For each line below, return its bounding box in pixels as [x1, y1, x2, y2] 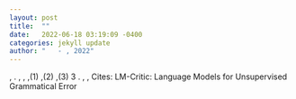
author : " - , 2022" [9, 47, 94, 56]
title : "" [9, 22, 50, 31]
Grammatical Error [9, 81, 77, 92]
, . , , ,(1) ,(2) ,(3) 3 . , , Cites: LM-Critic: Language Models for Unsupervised [9, 71, 288, 82]
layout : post [9, 13, 58, 22]
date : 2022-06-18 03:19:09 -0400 [9, 30, 143, 39]
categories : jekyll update [9, 38, 111, 48]
